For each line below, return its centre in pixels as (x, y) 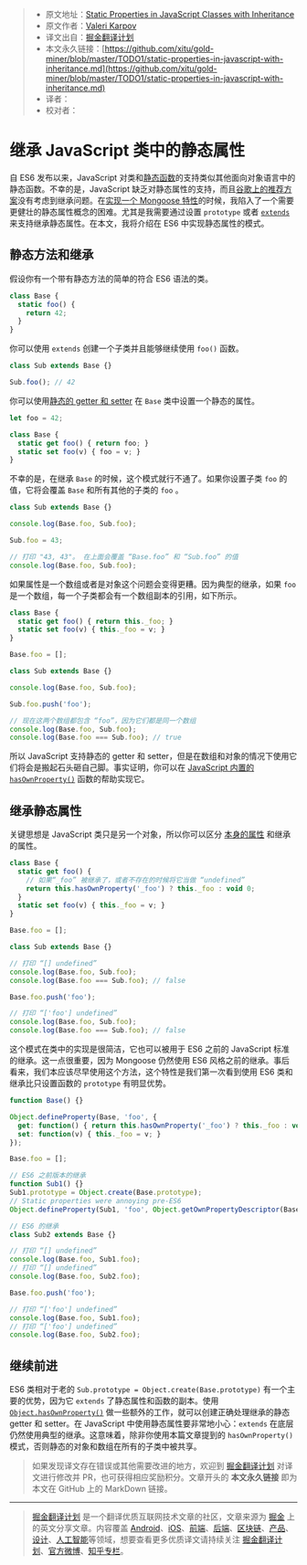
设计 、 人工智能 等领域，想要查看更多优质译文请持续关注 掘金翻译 (153, 1539)
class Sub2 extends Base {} (63, 1234)
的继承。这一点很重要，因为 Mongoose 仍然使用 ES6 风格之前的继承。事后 (150, 1061)
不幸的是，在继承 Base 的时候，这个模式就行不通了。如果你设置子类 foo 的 (148, 479)
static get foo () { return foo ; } (83, 443)
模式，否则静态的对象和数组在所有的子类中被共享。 (106, 1446)
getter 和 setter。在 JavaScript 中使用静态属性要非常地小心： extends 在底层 (152, 1423)
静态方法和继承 (52, 255)
